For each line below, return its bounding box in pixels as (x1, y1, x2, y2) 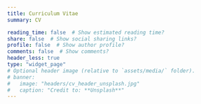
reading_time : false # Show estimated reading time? (7, 29, 165, 36)
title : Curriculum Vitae (7, 10, 78, 17)
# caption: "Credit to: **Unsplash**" (7, 87, 125, 94)
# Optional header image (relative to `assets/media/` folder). (7, 67, 195, 74)
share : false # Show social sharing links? (7, 35, 137, 42)
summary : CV (7, 17, 41, 23)
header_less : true (7, 54, 60, 62)
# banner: (7, 74, 36, 81)
